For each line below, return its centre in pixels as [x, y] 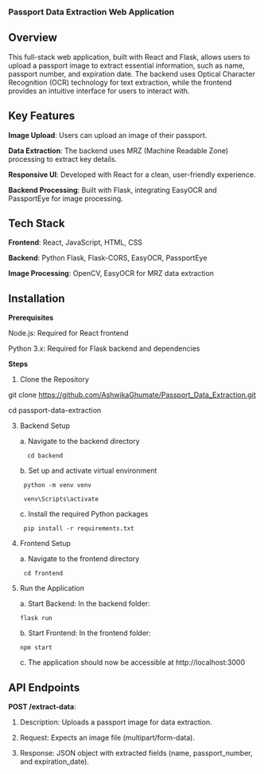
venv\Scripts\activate [61, 499]
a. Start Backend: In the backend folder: [85, 603]
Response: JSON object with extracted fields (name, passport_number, [136, 752]
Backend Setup [45, 426]
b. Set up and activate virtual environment [88, 471]
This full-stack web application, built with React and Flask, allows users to [129, 57]
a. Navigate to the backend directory [80, 442]
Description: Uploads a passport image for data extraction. [116, 722]
